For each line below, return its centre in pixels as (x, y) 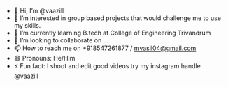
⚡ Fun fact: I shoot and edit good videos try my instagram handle (107, 66)
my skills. (27, 25)
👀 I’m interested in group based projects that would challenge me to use (117, 18)
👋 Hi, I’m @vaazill (39, 11)
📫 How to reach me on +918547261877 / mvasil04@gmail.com (105, 48)
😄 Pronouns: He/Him (44, 58)
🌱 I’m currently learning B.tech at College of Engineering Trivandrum (112, 33)
